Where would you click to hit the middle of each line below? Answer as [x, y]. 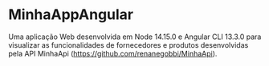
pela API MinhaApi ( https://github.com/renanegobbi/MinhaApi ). [113, 53]
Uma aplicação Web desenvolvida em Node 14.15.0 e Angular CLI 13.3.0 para [135, 37]
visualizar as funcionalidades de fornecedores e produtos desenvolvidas [128, 45]
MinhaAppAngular [71, 15]
